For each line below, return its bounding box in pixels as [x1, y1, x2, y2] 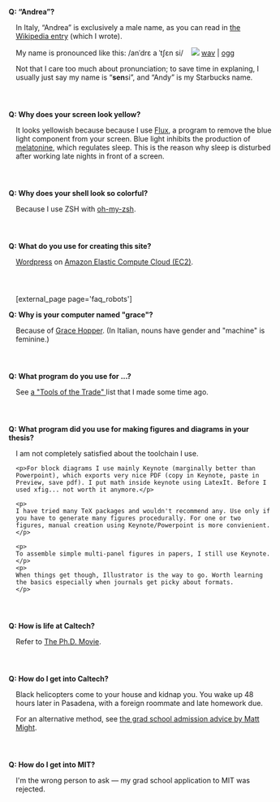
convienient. [226, 521, 271, 530]
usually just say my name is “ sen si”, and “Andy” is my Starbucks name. [15, 72, 253, 82]
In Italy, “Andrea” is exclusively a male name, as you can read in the [15, 23, 241, 32]
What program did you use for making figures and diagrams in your [18, 425, 249, 434]
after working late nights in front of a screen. [15, 151, 165, 161]
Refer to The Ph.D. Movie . [15, 637, 102, 646]
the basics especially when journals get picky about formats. [15, 578, 235, 586]
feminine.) [15, 334, 50, 344]
